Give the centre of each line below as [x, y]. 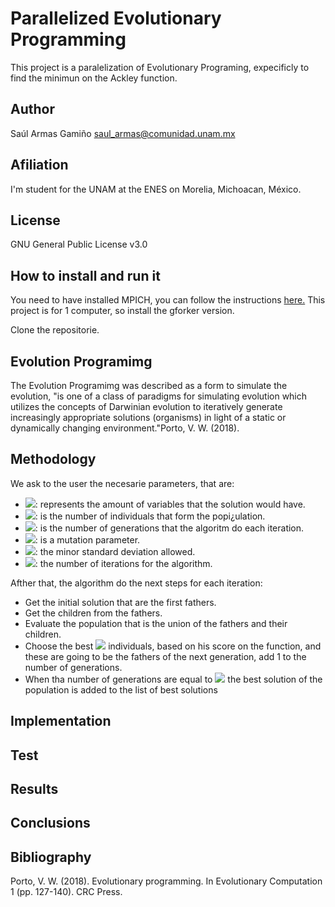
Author [32, 109]
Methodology [53, 459]
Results [34, 788]
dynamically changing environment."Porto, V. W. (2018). [125, 428]
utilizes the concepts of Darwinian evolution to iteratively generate [146, 406]
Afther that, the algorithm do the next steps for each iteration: [136, 583]
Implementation [61, 721]
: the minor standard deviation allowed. [115, 551]
